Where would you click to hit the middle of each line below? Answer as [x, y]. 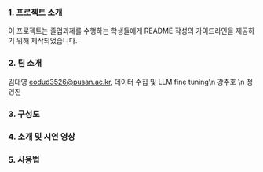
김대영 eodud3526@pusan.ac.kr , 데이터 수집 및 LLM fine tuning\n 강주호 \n [126, 82]
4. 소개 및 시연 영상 [42, 137]
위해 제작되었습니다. [47, 41]
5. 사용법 [24, 160]
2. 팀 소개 [25, 63]
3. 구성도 [24, 114]
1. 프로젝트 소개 [35, 12]
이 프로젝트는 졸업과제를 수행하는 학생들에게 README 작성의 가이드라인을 [121, 31]
